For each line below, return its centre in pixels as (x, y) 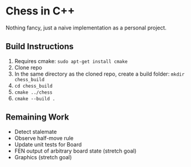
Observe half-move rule (44, 138)
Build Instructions (40, 47)
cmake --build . (35, 99)
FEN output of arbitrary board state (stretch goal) (75, 151)
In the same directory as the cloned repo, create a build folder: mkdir (99, 74)
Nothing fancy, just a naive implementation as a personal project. (86, 28)
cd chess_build (33, 86)
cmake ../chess (33, 92)
